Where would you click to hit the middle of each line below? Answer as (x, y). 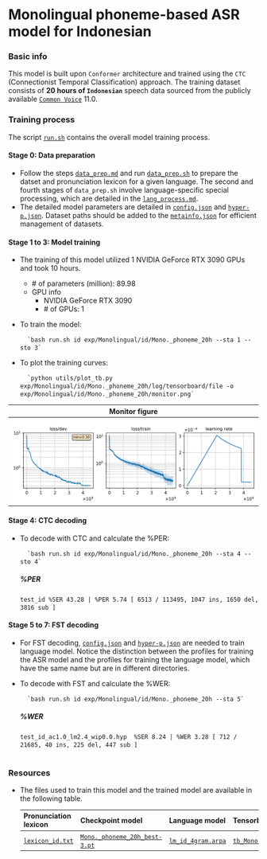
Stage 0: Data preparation (52, 155)
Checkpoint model (112, 820)
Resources (29, 772)
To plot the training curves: (64, 363)
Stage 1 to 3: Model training (54, 242)
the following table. (51, 798)
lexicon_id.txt (48, 841)
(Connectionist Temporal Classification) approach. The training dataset (124, 82)
